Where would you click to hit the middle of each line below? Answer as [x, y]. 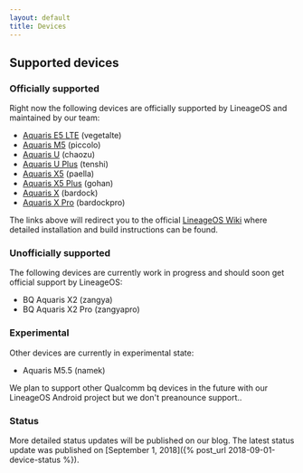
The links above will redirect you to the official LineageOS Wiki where [138, 220]
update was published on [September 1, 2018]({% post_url [118, 450]
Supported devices [64, 63]
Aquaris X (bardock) [60, 193]
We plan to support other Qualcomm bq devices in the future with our [139, 388]
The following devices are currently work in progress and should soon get [147, 273]
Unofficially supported [60, 253]
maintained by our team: [55, 118]
